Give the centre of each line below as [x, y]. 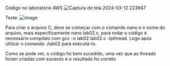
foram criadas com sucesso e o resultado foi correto [61, 59]
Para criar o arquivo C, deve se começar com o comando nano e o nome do [85, 27]
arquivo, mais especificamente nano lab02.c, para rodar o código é [76, 33]
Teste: [12, 18]
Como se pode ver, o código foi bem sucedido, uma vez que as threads [81, 54]
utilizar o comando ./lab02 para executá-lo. [51, 44]
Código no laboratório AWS [34, 8]
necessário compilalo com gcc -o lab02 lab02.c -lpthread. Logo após [79, 38]
